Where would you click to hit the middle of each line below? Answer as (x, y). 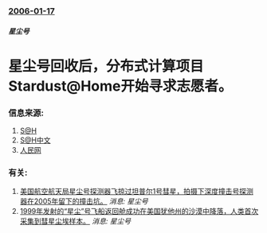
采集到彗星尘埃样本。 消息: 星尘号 (75, 221)
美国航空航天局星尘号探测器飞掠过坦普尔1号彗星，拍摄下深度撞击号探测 (136, 192)
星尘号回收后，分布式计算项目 (106, 66)
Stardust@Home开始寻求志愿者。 (120, 86)
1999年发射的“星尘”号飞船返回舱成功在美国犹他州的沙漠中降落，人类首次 (139, 212)
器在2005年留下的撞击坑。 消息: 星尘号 (84, 201)
